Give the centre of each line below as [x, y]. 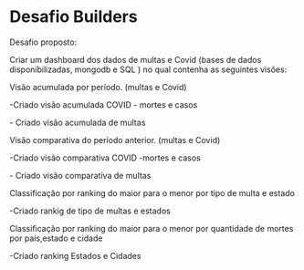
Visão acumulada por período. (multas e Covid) [98, 87]
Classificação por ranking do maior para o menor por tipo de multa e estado [152, 192]
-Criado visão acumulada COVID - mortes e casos [104, 104]
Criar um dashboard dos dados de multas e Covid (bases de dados [136, 59]
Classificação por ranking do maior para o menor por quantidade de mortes [152, 228]
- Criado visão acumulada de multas [78, 122]
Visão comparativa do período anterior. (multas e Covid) [115, 140]
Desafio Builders [74, 17]
